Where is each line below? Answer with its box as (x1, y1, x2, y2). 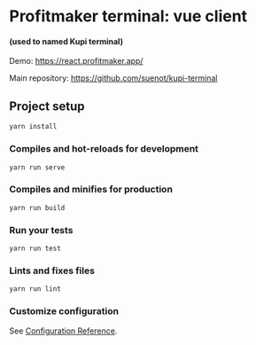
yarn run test (9, 244, 62, 254)
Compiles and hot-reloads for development (9, 143, 199, 155)
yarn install (9, 122, 58, 131)
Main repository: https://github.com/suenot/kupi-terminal (9, 73, 218, 83)
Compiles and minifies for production (9, 184, 173, 196)
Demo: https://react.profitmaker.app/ (9, 56, 144, 67)
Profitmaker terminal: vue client (9, 6, 248, 27)
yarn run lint (9, 285, 62, 294)
